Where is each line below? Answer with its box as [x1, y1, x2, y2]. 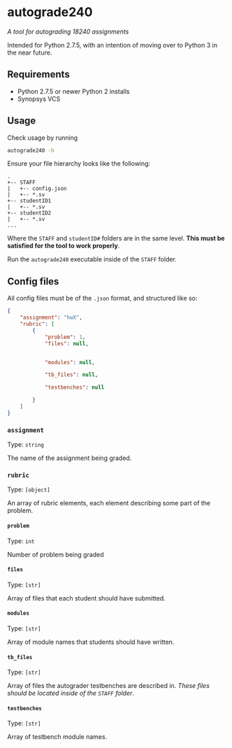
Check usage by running [7, 134, 78, 142]
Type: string [7, 440, 44, 449]
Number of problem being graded [7, 550, 104, 559]
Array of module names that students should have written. [7, 638, 175, 646]
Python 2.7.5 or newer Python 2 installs [17, 87, 130, 95]
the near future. [7, 48, 52, 57]
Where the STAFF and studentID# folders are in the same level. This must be [7, 234, 225, 243]
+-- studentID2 [7, 210, 52, 217]
